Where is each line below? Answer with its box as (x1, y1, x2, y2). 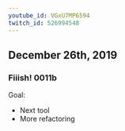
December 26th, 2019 (8, 48, 118, 62)
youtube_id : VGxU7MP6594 (8, 11, 90, 20)
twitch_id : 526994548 (8, 19, 80, 27)
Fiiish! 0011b (8, 72, 58, 83)
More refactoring (19, 114, 75, 124)
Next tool (19, 106, 50, 115)
